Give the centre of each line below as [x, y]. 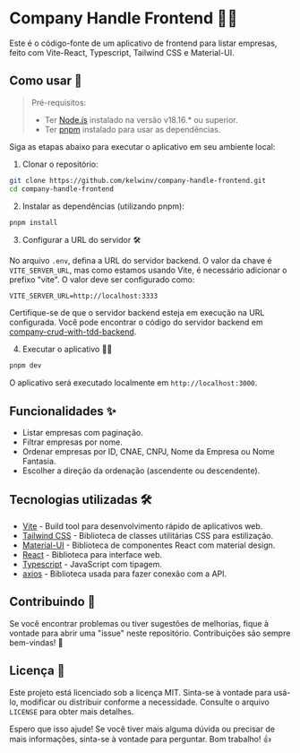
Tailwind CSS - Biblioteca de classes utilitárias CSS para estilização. [148, 535]
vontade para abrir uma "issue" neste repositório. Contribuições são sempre [150, 633]
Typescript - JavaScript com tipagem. [92, 564]
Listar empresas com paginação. [82, 433]
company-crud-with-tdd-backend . [73, 332]
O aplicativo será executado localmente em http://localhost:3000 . [133, 383]
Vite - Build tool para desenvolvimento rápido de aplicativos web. [142, 526]
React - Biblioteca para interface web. [92, 554]
